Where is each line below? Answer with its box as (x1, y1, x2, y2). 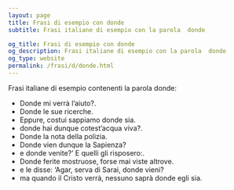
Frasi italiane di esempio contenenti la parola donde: (8, 83, 177, 92)
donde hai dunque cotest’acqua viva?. (19, 123, 143, 133)
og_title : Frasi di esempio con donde (8, 40, 135, 48)
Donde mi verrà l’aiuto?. (19, 99, 97, 108)
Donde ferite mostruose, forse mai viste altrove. (19, 156, 174, 166)
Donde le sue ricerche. (19, 106, 93, 116)
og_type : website (8, 55, 65, 63)
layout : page (8, 11, 51, 20)
